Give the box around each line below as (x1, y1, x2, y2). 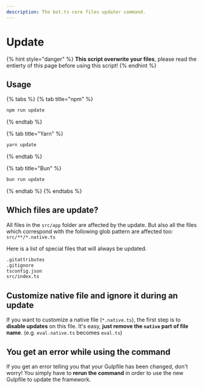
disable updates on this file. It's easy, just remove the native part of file (6, 323, 189, 330)
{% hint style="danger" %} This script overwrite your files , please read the (6, 55, 197, 63)
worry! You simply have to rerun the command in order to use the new (6, 369, 184, 376)
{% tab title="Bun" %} (6, 165, 62, 172)
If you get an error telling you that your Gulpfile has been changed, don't (6, 363, 188, 370)
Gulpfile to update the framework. (6, 376, 91, 383)
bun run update (6, 177, 45, 183)
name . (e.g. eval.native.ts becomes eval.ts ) (6, 329, 123, 337)
